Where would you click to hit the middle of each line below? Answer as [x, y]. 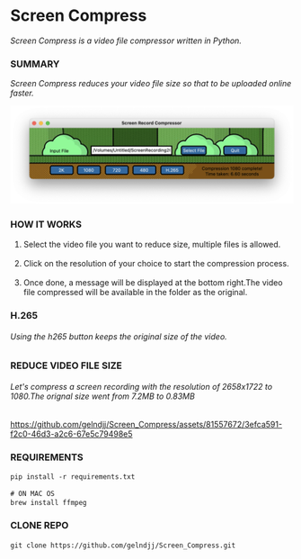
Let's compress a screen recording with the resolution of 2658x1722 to [142, 387]
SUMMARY [35, 64]
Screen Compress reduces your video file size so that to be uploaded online [151, 84]
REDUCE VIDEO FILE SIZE [66, 365]
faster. [22, 93]
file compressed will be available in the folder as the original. [135, 292]
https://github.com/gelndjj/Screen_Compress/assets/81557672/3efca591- [146, 425]
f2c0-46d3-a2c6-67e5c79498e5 [71, 434]
